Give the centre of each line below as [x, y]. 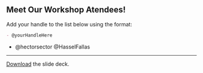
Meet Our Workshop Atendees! [66, 10]
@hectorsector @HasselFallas [53, 47]
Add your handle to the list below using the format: [69, 24]
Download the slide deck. [38, 64]
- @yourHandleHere [29, 35]
